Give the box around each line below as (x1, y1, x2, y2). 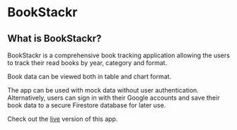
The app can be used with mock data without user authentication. (7, 86, 200, 94)
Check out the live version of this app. (7, 114, 118, 123)
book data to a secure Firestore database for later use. (7, 101, 166, 110)
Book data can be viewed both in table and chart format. (7, 72, 172, 81)
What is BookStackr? (7, 32, 102, 45)
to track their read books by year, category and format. (7, 59, 168, 67)
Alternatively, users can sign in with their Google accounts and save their (7, 93, 220, 102)
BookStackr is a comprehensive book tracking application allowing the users (7, 51, 230, 59)
